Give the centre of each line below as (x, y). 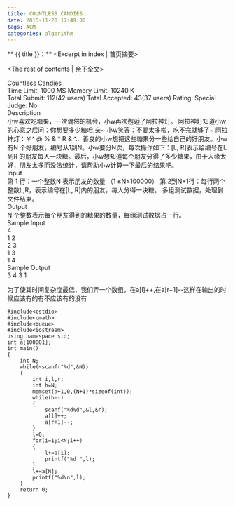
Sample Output (29, 268)
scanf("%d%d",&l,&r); (76, 410)
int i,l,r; (48, 380)
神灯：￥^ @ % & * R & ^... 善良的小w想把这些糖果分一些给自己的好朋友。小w (117, 139)
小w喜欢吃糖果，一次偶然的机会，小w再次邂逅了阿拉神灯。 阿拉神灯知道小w (117, 121)
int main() (23, 349)
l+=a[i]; (57, 453)
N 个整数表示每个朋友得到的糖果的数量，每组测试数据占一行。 (96, 215)
